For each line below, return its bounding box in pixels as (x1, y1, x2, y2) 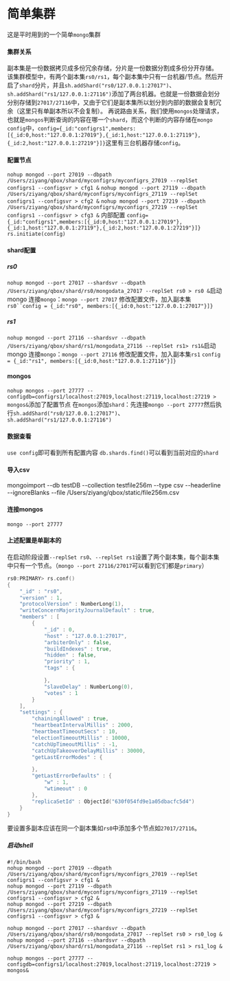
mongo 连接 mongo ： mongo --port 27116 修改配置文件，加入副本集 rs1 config (7, 350, 221, 358)
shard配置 (7, 245, 36, 254)
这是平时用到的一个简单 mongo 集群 (7, 30, 101, 38)
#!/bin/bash (7, 859, 41, 866)
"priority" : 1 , (43, 658, 91, 665)
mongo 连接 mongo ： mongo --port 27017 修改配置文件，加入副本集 (7, 295, 192, 303)
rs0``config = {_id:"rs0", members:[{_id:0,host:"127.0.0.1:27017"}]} (7, 302, 214, 309)
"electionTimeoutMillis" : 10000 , (32, 734, 130, 741)
